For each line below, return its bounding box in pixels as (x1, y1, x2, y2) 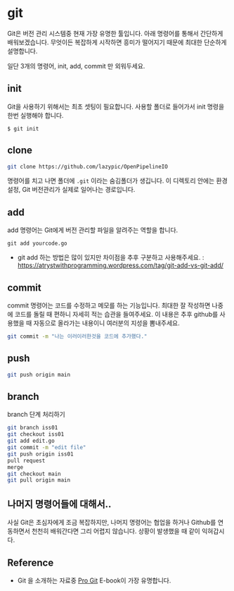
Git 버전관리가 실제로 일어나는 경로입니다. (22, 185, 136, 194)
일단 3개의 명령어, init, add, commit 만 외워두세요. (7, 61, 145, 70)
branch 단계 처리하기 (7, 410, 65, 419)
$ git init (7, 125, 39, 132)
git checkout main (7, 470, 61, 477)
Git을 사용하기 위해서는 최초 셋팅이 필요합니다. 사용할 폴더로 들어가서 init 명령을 (7, 102, 225, 111)
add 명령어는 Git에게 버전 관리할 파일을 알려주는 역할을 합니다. (7, 226, 178, 234)
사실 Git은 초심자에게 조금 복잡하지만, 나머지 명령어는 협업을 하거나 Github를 (7, 518, 216, 527)
